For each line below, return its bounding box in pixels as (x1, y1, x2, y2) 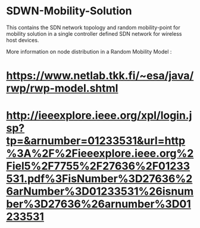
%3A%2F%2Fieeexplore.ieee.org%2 (6, 147, 194, 160)
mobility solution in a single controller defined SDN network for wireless (6, 30, 182, 37)
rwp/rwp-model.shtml (6, 82, 118, 95)
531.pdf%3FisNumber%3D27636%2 (6, 172, 193, 186)
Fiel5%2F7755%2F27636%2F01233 (6, 160, 190, 173)
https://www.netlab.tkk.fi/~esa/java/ (6, 69, 194, 83)
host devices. (6, 36, 39, 43)
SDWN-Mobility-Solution (6, 4, 132, 18)
